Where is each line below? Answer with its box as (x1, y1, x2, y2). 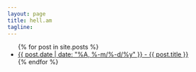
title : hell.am (7, 17, 53, 24)
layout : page (7, 10, 46, 18)
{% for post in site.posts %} (17, 43, 99, 52)
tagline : (7, 23, 33, 30)
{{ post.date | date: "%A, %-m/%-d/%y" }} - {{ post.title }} (17, 50, 189, 59)
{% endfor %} (17, 58, 59, 66)
